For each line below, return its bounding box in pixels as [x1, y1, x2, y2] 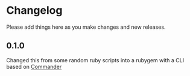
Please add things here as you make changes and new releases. [6, 23, 166, 31]
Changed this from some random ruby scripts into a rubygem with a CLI [6, 56, 185, 63]
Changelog [6, 4, 63, 17]
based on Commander [6, 63, 62, 70]
